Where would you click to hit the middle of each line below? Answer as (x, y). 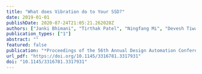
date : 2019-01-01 (28, 17)
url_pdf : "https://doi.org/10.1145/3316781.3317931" (74, 56)
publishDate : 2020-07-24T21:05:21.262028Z (60, 23)
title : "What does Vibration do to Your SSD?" (66, 12)
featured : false (26, 45)
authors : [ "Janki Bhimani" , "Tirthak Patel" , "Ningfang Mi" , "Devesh (95, 28)
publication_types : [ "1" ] (38, 34)
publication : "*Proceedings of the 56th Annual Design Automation (91, 51)
